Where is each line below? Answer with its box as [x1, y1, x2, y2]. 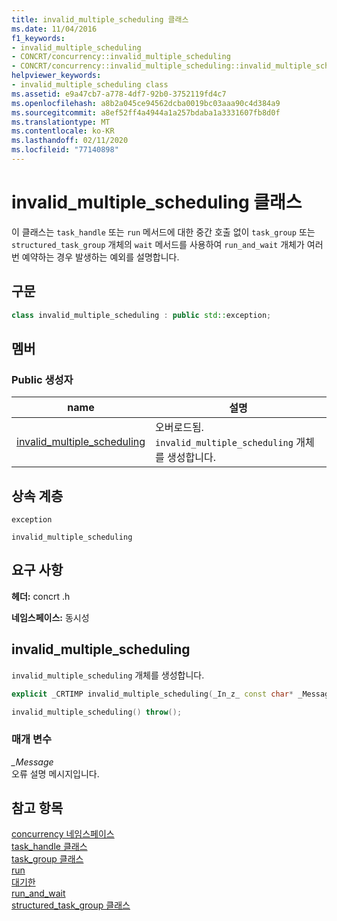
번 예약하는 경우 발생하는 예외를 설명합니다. [11, 251, 180, 263]
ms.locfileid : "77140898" [11, 145, 119, 155]
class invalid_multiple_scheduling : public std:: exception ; [11, 310, 272, 320]
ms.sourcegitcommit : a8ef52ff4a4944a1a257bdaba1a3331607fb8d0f [11, 107, 281, 118]
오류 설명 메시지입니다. [11, 767, 100, 780]
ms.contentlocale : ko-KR [11, 126, 115, 136]
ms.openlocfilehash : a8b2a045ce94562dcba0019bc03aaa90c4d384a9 [11, 98, 281, 108]
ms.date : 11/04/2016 [11, 24, 98, 34]
